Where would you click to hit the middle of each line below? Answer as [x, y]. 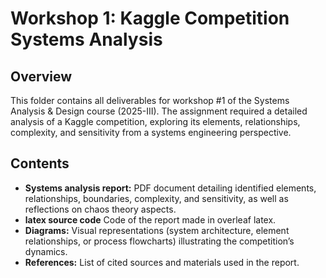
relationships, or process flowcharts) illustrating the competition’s [159, 241]
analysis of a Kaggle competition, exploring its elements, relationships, [155, 121]
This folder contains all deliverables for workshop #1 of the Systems [150, 100]
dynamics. [46, 251]
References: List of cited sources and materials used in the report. [162, 262]
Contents [40, 163]
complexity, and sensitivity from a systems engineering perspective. [151, 132]
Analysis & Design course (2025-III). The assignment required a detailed [159, 111]
